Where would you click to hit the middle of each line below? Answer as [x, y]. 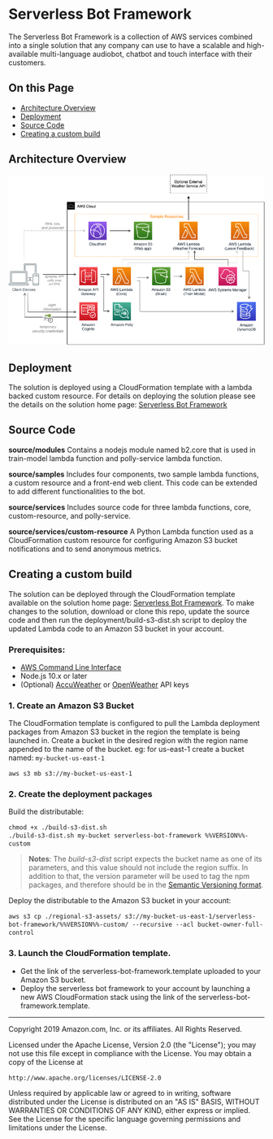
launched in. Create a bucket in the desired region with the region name [128, 741]
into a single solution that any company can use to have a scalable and [127, 45]
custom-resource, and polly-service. [70, 515]
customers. [27, 63]
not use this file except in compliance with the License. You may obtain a [130, 1053]
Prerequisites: [37, 650]
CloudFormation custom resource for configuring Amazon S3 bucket [123, 540]
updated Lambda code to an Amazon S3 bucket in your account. [117, 628]
